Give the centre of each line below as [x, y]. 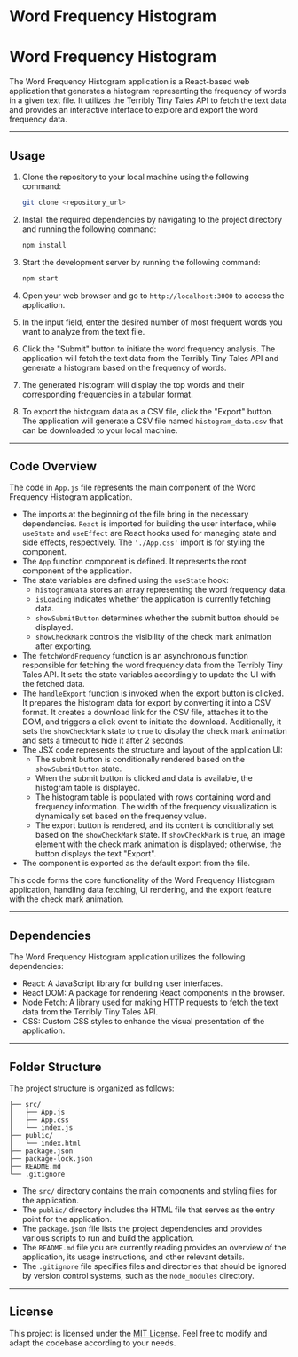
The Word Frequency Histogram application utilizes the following [127, 957]
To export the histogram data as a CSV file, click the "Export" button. [148, 411]
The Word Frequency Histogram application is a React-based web [129, 82]
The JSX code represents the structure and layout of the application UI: [153, 750]
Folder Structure [55, 1067]
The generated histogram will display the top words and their [133, 384]
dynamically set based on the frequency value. [121, 816]
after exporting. [63, 646]
